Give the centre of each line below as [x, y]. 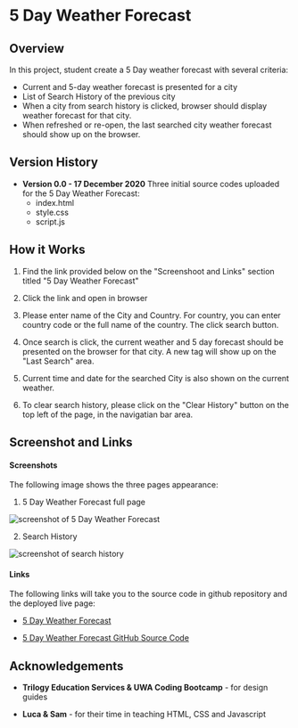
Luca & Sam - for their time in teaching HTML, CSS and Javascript [144, 715]
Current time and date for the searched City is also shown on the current [156, 378]
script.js [50, 221]
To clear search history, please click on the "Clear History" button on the [156, 405]
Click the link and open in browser [85, 298]
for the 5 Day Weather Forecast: [81, 193]
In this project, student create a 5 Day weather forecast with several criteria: [149, 70]
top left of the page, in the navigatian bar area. [108, 414]
